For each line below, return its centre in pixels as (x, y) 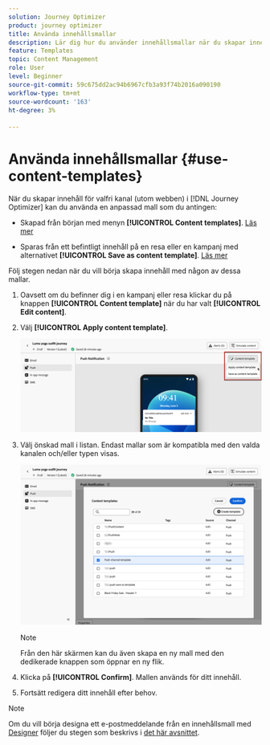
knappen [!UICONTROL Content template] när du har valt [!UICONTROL (140, 303)
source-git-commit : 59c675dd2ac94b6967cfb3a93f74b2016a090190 (115, 84)
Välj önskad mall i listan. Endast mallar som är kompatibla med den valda (140, 445)
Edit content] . (43, 312)
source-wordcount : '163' (50, 102)
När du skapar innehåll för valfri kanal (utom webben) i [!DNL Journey (123, 199)
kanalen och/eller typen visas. (70, 454)
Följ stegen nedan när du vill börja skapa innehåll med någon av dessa (125, 271)
